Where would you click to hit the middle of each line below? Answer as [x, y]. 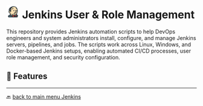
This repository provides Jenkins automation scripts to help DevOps [91, 31]
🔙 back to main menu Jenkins [44, 96]
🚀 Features [27, 77]
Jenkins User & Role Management [108, 15]
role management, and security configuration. [63, 57]
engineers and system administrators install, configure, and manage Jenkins [101, 38]
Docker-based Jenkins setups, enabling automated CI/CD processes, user [99, 51]
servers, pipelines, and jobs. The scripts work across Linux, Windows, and [99, 44]
